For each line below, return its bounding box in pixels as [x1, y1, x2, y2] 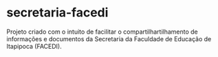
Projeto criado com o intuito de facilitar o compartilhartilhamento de [6, 27, 199, 36]
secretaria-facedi [6, 5, 109, 21]
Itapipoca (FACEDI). [6, 42, 63, 50]
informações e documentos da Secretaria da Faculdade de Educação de [6, 34, 212, 43]
